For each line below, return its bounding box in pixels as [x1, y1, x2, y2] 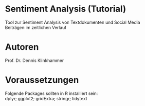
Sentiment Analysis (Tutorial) [5, 3, 127, 15]
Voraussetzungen [5, 75, 79, 86]
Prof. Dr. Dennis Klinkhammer [5, 57, 64, 63]
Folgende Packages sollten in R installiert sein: [5, 91, 98, 96]
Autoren [5, 42, 39, 53]
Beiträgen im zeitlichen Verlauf [5, 24, 67, 30]
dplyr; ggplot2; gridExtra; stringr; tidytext [5, 95, 88, 101]
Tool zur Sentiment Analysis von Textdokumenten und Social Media [5, 19, 140, 25]
